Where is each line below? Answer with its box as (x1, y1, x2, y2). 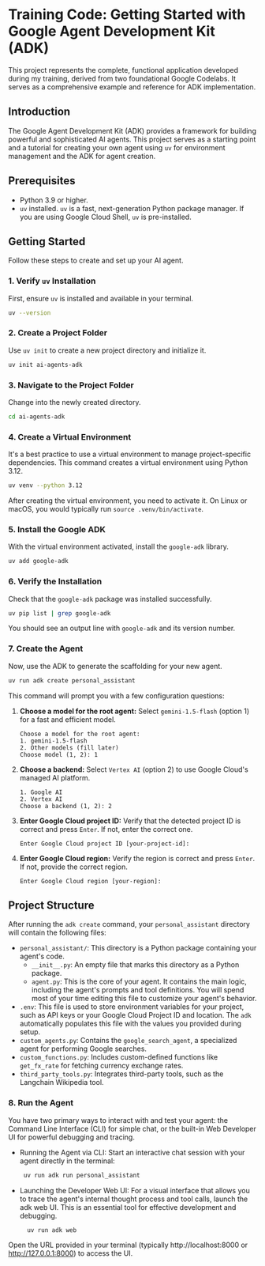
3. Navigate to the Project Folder (8, 380, 134, 391)
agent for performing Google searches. (19, 1044, 147, 1053)
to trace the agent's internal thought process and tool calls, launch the (19, 1194, 248, 1204)
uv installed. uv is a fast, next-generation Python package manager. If (19, 203, 244, 213)
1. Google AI (19, 788, 63, 796)
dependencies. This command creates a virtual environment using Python (8, 458, 248, 467)
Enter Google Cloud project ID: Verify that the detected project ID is (19, 816, 241, 826)
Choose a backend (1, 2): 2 (19, 802, 112, 810)
